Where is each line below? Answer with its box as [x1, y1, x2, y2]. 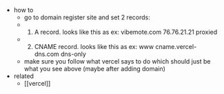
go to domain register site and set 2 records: [23, 13, 150, 21]
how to [13, 6, 34, 14]
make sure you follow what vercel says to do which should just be [23, 57, 211, 65]
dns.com [34, 50, 60, 58]
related [13, 72, 34, 80]
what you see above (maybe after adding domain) [23, 65, 165, 73]
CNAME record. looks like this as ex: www [34, 43, 154, 50]
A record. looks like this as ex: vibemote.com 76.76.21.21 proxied [34, 28, 218, 36]
